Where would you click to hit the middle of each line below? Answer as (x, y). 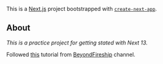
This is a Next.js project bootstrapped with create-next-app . (82, 9)
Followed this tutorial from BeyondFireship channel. (71, 54)
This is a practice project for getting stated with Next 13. (77, 43)
